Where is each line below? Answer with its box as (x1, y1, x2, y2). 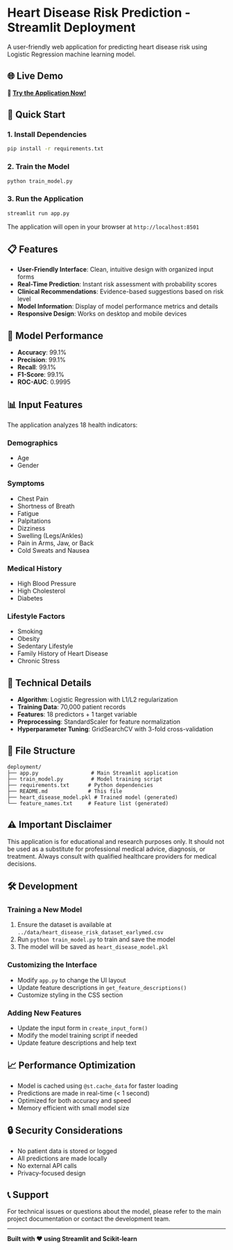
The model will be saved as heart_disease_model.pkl (17, 943, 169, 951)
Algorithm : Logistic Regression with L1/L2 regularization (17, 695, 178, 704)
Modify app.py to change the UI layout (17, 975, 126, 984)
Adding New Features (7, 1008, 82, 1018)
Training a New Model (7, 905, 83, 915)
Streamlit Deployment (7, 19, 136, 35)
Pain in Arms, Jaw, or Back (17, 539, 94, 547)
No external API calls (17, 1161, 78, 1169)
